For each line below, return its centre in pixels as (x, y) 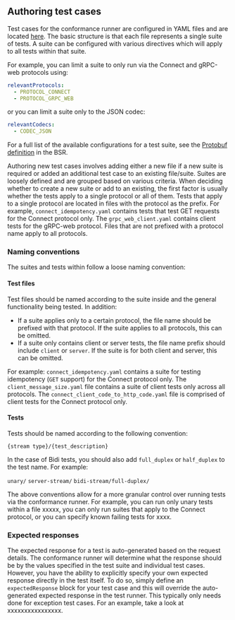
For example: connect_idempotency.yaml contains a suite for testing (104, 371)
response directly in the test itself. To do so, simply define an (96, 580)
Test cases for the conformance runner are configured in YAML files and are (118, 28)
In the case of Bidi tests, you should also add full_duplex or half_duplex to (116, 459)
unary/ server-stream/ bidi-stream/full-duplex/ (78, 481)
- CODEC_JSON (33, 131)
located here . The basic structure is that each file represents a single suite (115, 36)
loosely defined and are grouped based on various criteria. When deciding (115, 181)
